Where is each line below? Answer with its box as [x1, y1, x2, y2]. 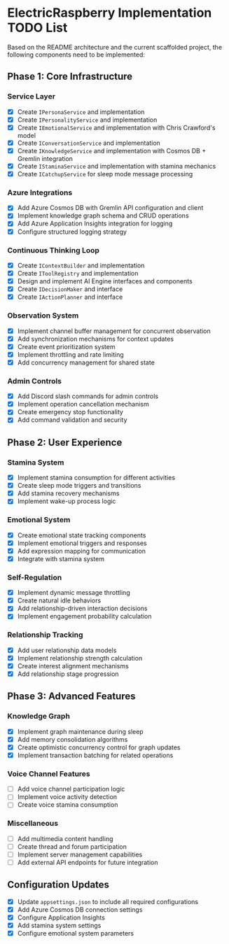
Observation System [7, 311, 79, 320]
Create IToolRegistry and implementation [17, 269, 139, 277]
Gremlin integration [17, 154, 74, 162]
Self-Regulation [7, 572, 62, 582]
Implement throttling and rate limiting [17, 350, 124, 358]
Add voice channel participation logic [17, 785, 125, 794]
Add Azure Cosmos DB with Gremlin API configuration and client [17, 204, 204, 212]
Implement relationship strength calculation [17, 654, 143, 662]
